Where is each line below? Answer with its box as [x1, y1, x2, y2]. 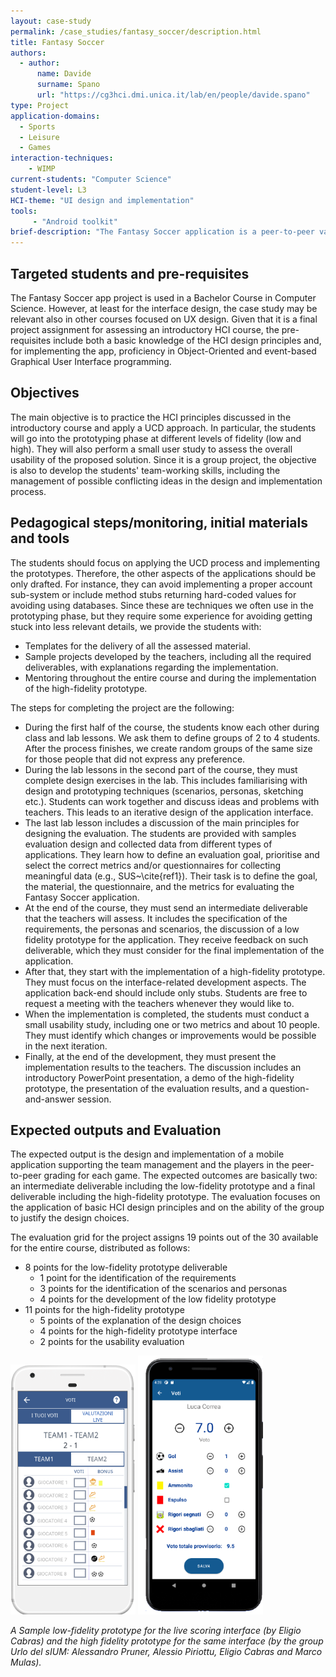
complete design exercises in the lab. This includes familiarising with [24, 774, 308, 786]
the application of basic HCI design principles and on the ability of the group [10, 1201, 325, 1214]
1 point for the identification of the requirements [39, 1272, 237, 1284]
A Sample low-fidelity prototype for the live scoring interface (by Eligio [10, 1625, 302, 1637]
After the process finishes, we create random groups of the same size [24, 742, 313, 754]
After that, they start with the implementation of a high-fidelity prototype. [24, 965, 326, 977]
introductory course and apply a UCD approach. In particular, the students [10, 421, 317, 434]
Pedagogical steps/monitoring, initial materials [10, 515, 309, 532]
